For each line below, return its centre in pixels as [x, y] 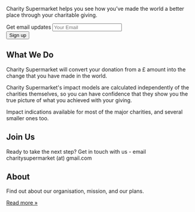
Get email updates [29, 27]
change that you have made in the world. [57, 76]
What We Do [30, 55]
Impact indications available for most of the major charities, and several [94, 112]
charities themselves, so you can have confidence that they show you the [97, 94]
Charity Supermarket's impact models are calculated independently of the [98, 87]
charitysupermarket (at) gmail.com [49, 158]
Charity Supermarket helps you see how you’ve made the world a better [95, 9]
